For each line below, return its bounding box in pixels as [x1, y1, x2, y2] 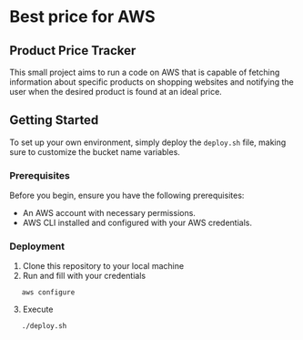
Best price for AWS [9, 6, 157, 27]
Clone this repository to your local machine [22, 261, 185, 272]
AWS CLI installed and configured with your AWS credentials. [22, 217, 253, 229]
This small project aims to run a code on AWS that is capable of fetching [9, 67, 280, 77]
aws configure [21, 288, 76, 297]
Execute [22, 304, 54, 315]
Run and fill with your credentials [22, 271, 146, 282]
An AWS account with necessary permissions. [22, 208, 196, 219]
